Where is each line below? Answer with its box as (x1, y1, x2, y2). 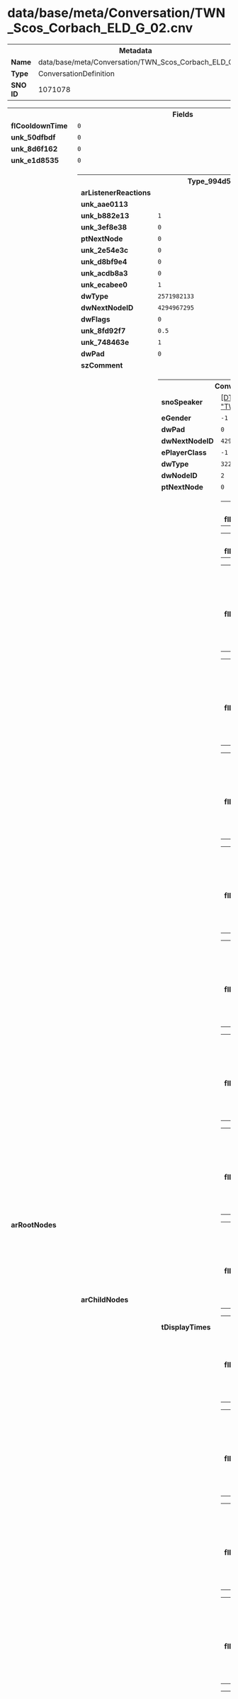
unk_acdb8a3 (81, 268, 128, 278)
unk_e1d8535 (11, 155, 59, 165)
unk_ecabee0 (81, 280, 127, 290)
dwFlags (81, 314, 110, 324)
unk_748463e (81, 337, 130, 347)
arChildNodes (81, 1295, 129, 1305)
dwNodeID (161, 470, 198, 480)
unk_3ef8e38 (81, 222, 127, 232)
